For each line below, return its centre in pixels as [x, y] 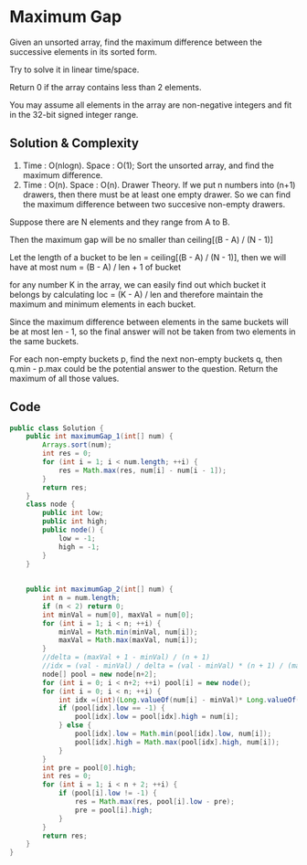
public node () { [73, 530]
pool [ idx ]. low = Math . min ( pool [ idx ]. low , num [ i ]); [173, 734]
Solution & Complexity [74, 143]
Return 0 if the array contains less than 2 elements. [106, 87]
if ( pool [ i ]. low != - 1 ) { [107, 793]
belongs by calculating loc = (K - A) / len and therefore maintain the [136, 294]
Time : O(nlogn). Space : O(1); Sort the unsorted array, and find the [148, 165]
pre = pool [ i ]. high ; [114, 810]
